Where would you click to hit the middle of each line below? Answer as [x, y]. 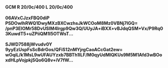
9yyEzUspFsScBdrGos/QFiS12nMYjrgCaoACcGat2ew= [64, 50]
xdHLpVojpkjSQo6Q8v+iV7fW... [39, 60]
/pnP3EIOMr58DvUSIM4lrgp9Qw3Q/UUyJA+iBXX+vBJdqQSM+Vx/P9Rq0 [84, 29]
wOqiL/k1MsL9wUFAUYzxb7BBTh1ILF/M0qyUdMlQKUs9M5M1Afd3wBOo [84, 55]
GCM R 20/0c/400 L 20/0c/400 [39, 7]
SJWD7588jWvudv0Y [29, 44]
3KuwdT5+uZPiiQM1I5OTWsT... [39, 34]
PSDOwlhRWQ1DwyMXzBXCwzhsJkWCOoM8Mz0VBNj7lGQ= [71, 23]
